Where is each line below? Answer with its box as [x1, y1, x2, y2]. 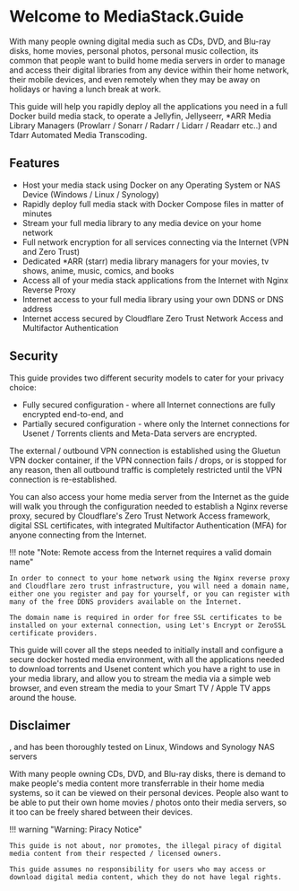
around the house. [9, 692, 77, 703]
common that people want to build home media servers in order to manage [9, 55, 286, 66]
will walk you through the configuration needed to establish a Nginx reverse [9, 501, 288, 511]
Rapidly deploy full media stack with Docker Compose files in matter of [21, 198, 285, 209]
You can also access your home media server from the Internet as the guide [9, 491, 289, 502]
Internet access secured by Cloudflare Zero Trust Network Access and [21, 312, 284, 324]
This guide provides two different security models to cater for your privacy [9, 372, 285, 383]
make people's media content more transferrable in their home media [9, 778, 265, 789]
